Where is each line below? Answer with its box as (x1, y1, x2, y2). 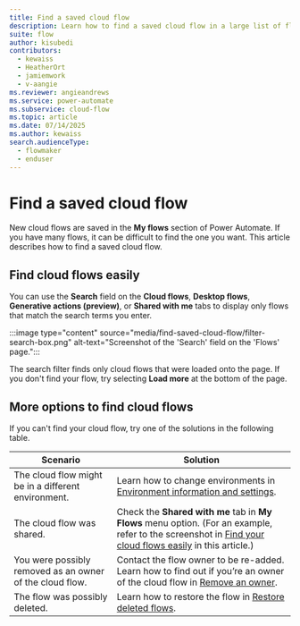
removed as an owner (13, 565, 105, 578)
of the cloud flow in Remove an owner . (116, 576, 279, 588)
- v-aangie (17, 80, 58, 89)
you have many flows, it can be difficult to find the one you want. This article (9, 232, 290, 242)
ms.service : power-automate (9, 96, 114, 106)
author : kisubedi (9, 38, 74, 47)
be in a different (13, 480, 80, 493)
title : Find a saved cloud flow (9, 13, 129, 22)
